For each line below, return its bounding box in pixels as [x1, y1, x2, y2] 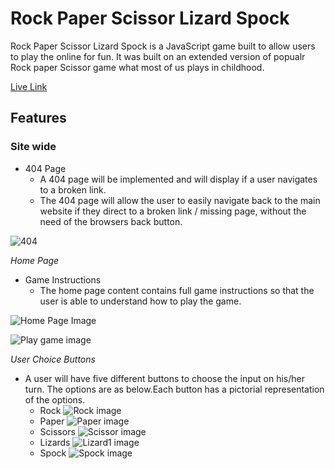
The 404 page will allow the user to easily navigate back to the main [39, 194, 321, 206]
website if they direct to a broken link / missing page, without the [39, 205, 307, 217]
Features [10, 110, 67, 127]
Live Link [10, 80, 48, 92]
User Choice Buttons [10, 353, 96, 365]
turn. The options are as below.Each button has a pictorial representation [24, 383, 325, 395]
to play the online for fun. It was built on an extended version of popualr [10, 50, 306, 62]
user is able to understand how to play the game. [39, 295, 242, 307]
